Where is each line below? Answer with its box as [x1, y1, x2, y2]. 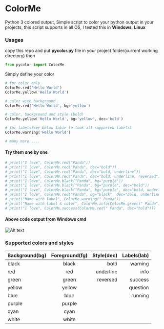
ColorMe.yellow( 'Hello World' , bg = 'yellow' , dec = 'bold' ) [5, 117, 123, 121]
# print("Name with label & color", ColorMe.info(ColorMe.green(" [5, 201, 143, 206]
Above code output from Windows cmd [5, 216, 86, 222]
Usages [5, 36, 23, 43]
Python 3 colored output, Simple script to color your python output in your [5, 19, 154, 25]
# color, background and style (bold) [5, 112, 84, 117]
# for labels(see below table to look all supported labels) [5, 125, 132, 130]
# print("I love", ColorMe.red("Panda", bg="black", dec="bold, [5, 192, 139, 197]
